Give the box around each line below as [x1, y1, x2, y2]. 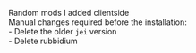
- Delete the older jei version [8, 26, 117, 36]
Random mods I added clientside [8, 8, 130, 18]
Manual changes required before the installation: [8, 17, 187, 27]
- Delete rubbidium [8, 35, 78, 46]
